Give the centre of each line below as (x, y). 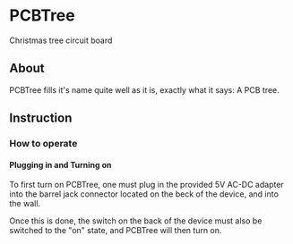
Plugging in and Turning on (60, 164)
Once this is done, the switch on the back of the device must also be (136, 221)
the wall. (25, 204)
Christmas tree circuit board (61, 40)
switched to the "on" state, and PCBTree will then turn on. (116, 231)
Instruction (41, 118)
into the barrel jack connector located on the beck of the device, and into (144, 194)
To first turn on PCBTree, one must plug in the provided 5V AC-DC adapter (146, 185)
